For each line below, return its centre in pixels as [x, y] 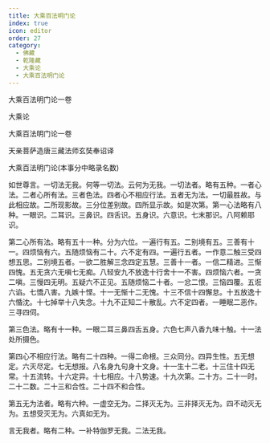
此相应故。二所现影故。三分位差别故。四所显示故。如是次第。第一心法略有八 [135, 205]
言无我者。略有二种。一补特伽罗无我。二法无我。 [89, 430]
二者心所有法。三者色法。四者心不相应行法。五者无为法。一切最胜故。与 [142, 194]
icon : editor [30, 30]
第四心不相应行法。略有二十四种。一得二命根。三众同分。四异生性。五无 [128, 356]
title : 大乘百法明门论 [42, 16]
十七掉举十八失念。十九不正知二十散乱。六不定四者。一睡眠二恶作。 [149, 302]
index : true [28, 23]
